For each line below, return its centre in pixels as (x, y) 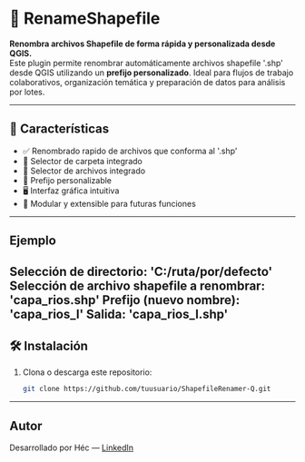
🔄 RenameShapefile (85, 19)
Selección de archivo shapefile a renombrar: (138, 285)
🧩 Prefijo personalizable (67, 180)
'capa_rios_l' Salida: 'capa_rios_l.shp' (119, 314)
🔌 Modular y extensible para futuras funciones (109, 203)
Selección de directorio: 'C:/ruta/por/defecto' (141, 271)
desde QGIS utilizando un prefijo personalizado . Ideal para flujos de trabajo (152, 73)
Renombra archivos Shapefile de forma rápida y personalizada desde (143, 44)
